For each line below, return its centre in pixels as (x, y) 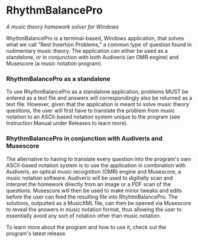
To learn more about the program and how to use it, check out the (86, 227)
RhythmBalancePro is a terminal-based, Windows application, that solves (95, 38)
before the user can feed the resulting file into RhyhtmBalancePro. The (92, 197)
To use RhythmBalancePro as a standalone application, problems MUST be (97, 92)
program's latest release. (36, 233)
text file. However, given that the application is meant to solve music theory (98, 104)
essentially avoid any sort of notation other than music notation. (84, 215)
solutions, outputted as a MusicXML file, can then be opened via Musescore (99, 203)
